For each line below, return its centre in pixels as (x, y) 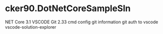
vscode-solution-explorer (31, 27)
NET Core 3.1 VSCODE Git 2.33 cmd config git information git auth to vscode (81, 22)
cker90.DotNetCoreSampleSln (68, 8)
